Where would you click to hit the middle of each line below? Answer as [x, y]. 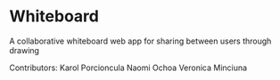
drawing [25, 50]
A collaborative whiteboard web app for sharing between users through [140, 41]
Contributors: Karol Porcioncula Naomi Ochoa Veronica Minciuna [128, 68]
